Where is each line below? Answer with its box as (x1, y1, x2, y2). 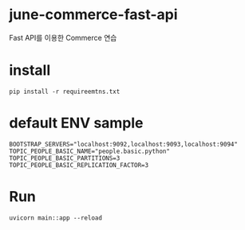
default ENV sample (9, 114, 144, 132)
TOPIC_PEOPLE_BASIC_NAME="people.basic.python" (9, 147, 171, 155)
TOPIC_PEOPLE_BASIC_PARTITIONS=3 (9, 154, 121, 162)
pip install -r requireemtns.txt (9, 88, 121, 96)
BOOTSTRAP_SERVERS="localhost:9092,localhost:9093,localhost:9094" (9, 140, 239, 148)
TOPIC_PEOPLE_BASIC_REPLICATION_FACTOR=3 (9, 161, 149, 169)
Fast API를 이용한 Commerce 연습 (9, 33, 117, 42)
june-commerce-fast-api (9, 6, 178, 24)
